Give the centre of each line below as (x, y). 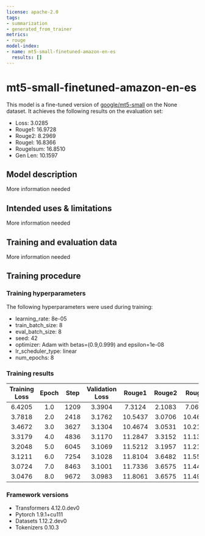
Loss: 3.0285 (32, 123)
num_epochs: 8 (34, 357)
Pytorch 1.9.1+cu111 (39, 515)
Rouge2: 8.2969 (35, 136)
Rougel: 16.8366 (35, 142)
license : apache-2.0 (33, 12)
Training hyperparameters (46, 294)
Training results (30, 373)
